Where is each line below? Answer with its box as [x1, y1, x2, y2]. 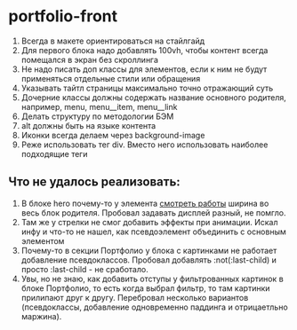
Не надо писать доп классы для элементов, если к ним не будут [20, 64, 268, 75]
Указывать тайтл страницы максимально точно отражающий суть [20, 82, 274, 93]
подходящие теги [20, 148, 88, 159]
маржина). [20, 310, 62, 321]
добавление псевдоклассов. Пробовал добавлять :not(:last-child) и [20, 255, 277, 265]
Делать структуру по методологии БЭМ [20, 111, 174, 122]
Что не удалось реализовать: [8, 175, 181, 190]
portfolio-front [8, 6, 117, 27]
